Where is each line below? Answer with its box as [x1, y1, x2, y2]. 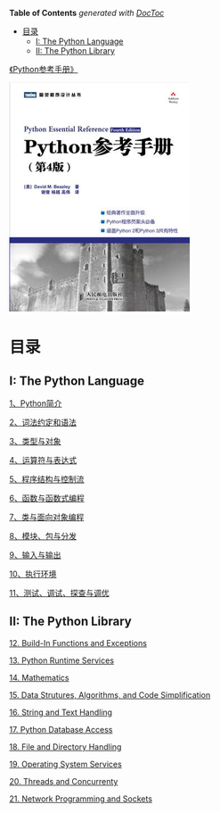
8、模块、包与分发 [9, 531, 77, 541]
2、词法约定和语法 [9, 417, 77, 427]
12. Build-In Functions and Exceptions [9, 637, 147, 648]
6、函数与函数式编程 [9, 493, 85, 503]
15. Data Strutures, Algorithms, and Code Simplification [9, 689, 211, 700]
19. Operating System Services [9, 759, 122, 769]
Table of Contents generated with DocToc [9, 8, 165, 18]
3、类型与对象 [9, 436, 61, 446]
